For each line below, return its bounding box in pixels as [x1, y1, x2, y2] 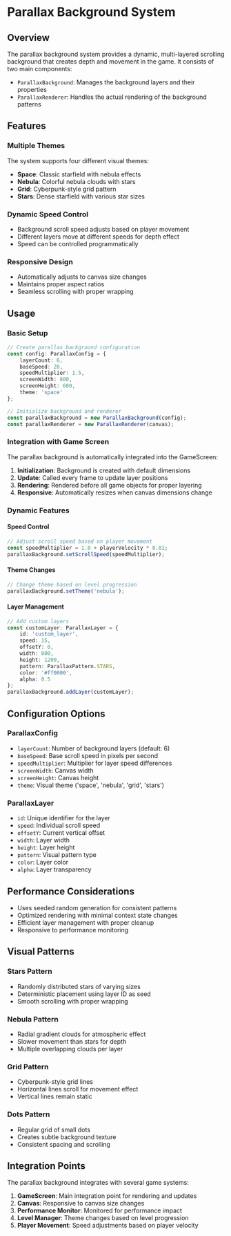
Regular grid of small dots [17, 1125, 91, 1134]
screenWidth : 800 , [19, 376, 72, 383]
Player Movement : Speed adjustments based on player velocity [17, 1221, 199, 1230]
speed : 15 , [19, 637, 51, 644]
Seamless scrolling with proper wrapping [17, 288, 134, 296]
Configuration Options [7, 708, 106, 719]
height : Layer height [17, 843, 75, 851]
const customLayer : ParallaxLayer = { [7, 624, 119, 631]
